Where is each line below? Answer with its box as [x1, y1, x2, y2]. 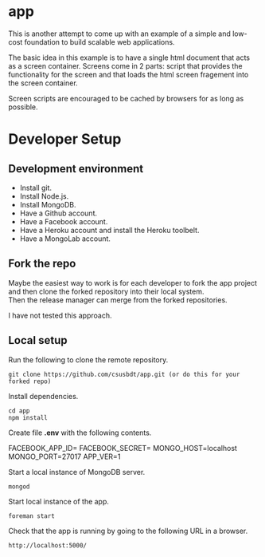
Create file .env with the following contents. [8, 428, 152, 437]
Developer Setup [8, 130, 122, 148]
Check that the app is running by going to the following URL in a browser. [8, 526, 248, 535]
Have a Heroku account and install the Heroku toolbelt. [19, 225, 200, 235]
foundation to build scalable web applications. [24, 37, 175, 46]
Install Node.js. [19, 191, 69, 201]
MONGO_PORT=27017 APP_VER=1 [8, 452, 121, 461]
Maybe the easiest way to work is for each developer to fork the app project [8, 278, 257, 287]
